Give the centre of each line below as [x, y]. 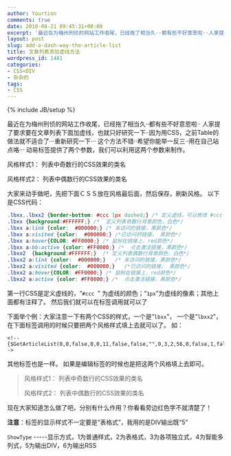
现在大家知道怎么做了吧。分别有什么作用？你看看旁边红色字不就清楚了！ [109, 407]
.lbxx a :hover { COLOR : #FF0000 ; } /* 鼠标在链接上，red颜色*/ [90, 241]
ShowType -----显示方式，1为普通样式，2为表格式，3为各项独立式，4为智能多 [115, 437]
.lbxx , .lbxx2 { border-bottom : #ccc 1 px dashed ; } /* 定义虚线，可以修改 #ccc [115, 215]
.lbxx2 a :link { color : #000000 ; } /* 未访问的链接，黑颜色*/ [95, 260]
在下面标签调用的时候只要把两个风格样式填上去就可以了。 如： [95, 325]
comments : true [29, 20]
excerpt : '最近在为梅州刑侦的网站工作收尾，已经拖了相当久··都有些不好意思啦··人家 [113, 33]
